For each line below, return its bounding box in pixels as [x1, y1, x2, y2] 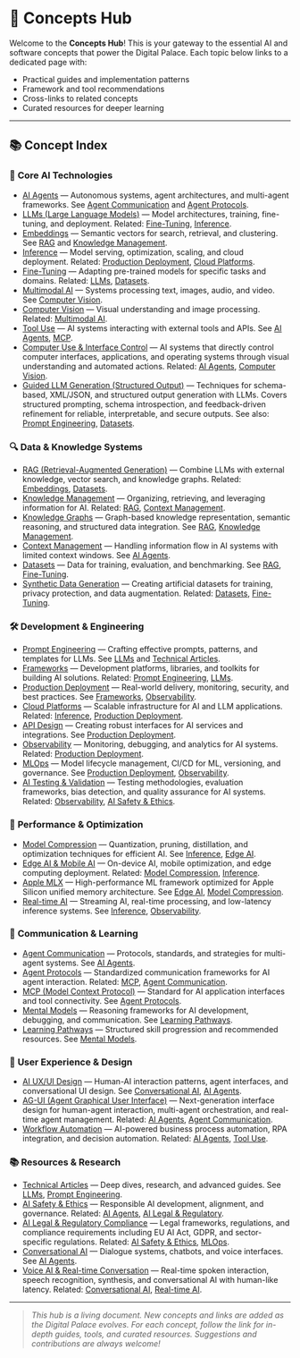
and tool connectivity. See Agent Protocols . [21, 995, 182, 1006]
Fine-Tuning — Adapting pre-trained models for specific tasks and [21, 266, 266, 276]
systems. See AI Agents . [46, 957, 136, 968]
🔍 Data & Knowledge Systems [9, 440, 143, 453]
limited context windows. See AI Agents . [21, 549, 171, 560]
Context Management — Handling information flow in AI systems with [21, 540, 279, 551]
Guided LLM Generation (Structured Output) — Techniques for [21, 379, 252, 390]
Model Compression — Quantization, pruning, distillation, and [21, 838, 248, 849]
